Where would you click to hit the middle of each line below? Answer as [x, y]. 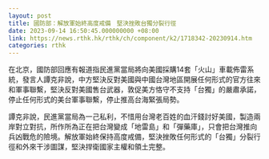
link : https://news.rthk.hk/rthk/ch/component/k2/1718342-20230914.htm [130, 38]
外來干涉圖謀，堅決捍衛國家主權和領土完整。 [96, 147]
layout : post [30, 16]
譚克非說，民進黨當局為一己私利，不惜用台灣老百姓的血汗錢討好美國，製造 [131, 116]
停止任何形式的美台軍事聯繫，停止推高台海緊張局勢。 [96, 100]
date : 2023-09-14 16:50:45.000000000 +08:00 [84, 31]
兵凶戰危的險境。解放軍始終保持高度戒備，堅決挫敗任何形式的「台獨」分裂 [131, 137]
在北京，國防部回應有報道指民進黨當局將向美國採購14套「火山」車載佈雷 [128, 70]
